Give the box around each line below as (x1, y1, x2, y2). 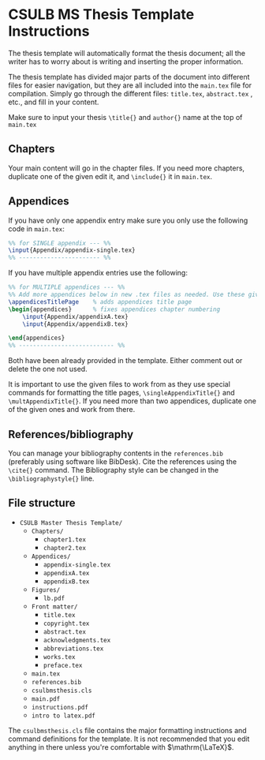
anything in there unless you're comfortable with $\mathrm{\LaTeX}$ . (8, 742, 234, 751)
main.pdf (31, 694, 61, 703)
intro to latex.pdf (31, 712, 96, 720)
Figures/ (31, 586, 61, 593)
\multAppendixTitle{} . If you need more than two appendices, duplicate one (8, 396, 256, 406)
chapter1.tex (43, 535, 87, 544)
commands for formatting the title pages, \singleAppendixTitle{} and (8, 388, 235, 398)
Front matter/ (31, 602, 78, 611)
